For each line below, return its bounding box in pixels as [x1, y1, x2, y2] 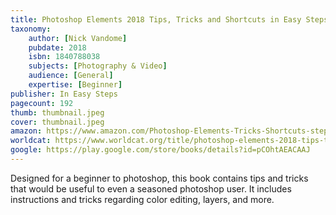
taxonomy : [10, 24, 52, 34]
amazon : [10, 126, 43, 136]
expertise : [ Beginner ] [28, 80, 123, 90]
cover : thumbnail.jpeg [10, 117, 105, 127]
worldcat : [10, 136, 52, 146]
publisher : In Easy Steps [10, 89, 118, 99]
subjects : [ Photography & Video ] [28, 61, 168, 71]
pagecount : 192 [10, 98, 74, 108]
